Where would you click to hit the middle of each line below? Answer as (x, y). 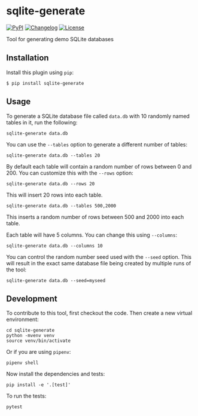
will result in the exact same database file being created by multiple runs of (99, 263)
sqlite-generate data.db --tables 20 (53, 155)
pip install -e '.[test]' (38, 385)
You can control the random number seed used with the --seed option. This (99, 257)
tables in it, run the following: (42, 122)
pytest (14, 407)
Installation (28, 58)
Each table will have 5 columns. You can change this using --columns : (92, 235)
